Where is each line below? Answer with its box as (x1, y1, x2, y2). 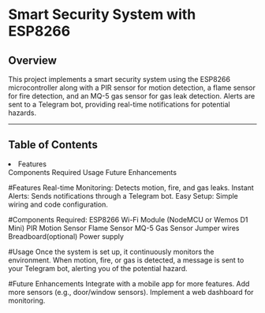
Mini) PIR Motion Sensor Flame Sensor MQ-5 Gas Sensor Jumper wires (8, 223, 240, 233)
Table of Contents (8, 138, 99, 151)
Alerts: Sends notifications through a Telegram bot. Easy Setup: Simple (8, 191, 239, 200)
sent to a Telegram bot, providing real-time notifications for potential (8, 100, 230, 109)
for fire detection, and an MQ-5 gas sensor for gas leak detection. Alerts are (8, 91, 256, 100)
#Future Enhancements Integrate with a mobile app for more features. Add (8, 278, 250, 289)
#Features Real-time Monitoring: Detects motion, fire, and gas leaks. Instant (8, 183, 254, 192)
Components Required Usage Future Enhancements (8, 167, 177, 177)
